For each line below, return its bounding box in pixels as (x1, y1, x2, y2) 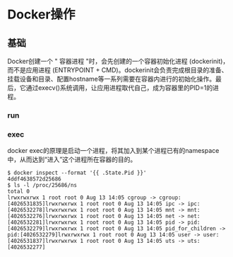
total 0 (7, 188, 30, 195)
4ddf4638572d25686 (7, 176, 61, 183)
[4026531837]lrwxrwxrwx (7, 238, 78, 245)
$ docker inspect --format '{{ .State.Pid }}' (7, 169, 147, 177)
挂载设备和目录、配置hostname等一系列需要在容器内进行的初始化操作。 (7, 75, 216, 83)
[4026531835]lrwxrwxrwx (7, 200, 78, 207)
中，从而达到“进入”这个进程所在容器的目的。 (7, 155, 137, 164)
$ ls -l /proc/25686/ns (7, 182, 78, 189)
